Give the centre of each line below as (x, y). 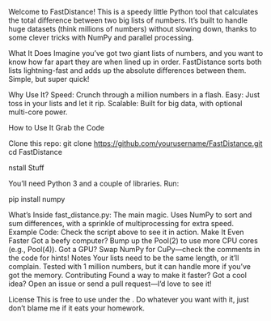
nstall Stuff (26, 168)
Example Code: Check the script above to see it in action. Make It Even (126, 232)
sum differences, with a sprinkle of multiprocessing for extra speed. (121, 223)
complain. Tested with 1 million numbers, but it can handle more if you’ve (129, 266)
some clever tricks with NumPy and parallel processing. (101, 37)
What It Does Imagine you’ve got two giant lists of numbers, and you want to (136, 53)
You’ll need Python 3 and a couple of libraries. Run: (94, 183)
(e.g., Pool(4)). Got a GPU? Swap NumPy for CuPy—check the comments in (134, 249)
